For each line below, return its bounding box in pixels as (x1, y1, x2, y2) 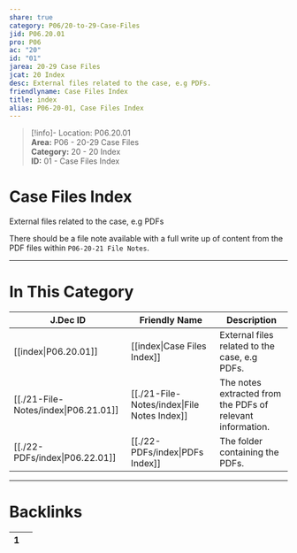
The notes (219, 377, 263, 389)
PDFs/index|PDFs (131, 446, 204, 458)
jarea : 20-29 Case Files (9, 63, 101, 72)
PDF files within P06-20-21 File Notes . (9, 242, 150, 253)
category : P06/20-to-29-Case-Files (9, 21, 141, 30)
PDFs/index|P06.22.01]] (13, 452, 117, 465)
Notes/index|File (131, 399, 200, 411)
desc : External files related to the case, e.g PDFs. (9, 79, 212, 88)
